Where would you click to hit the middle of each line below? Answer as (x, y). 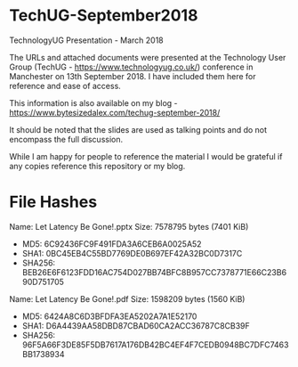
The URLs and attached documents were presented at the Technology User (148, 57)
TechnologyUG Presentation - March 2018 (86, 40)
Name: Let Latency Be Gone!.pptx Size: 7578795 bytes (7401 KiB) (129, 226)
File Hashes (53, 202)
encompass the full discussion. (66, 139)
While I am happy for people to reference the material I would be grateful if (146, 156)
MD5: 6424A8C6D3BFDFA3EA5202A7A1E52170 (109, 316)
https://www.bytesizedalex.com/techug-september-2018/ (115, 112)
